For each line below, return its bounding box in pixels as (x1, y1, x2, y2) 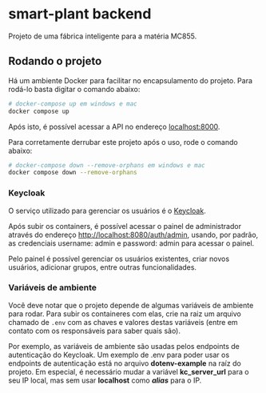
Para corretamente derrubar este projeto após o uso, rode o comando (8, 137, 238, 146)
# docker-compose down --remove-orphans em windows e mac (8, 161, 205, 169)
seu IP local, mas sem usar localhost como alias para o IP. (8, 375, 202, 385)
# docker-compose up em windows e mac (8, 99, 137, 108)
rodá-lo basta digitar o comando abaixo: (8, 84, 141, 94)
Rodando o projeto (8, 54, 102, 68)
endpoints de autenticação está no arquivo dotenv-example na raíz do (8, 358, 241, 368)
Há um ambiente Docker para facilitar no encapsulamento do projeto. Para (8, 75, 253, 85)
